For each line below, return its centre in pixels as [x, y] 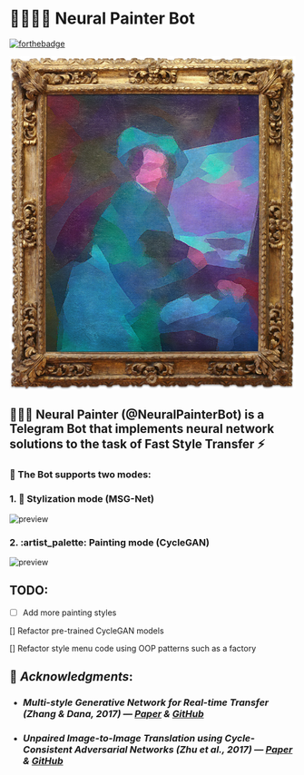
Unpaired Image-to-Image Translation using [123, 739]
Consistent [47, 750]
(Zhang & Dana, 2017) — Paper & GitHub [113, 714]
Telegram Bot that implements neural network [142, 429]
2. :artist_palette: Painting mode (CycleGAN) [110, 542]
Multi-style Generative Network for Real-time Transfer [146, 702]
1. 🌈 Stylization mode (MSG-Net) [82, 499]
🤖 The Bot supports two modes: [80, 475]
